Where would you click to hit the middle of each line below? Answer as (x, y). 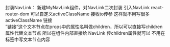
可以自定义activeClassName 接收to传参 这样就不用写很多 (90, 14)
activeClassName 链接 (29, 20)
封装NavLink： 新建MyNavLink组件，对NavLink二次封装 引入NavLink (78, 7)
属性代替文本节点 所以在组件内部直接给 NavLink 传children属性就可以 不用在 (85, 33)
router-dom (17, 14)
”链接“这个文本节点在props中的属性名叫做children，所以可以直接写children (84, 27)
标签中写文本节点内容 (28, 39)
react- (157, 7)
